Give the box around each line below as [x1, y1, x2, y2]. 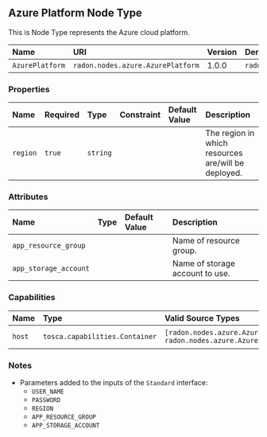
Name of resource [172, 235, 240, 246]
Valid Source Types [164, 312, 240, 323]
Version [207, 46, 238, 57]
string [87, 149, 113, 158]
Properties [8, 84, 50, 95]
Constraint [119, 109, 161, 120]
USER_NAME [31, 388, 65, 396]
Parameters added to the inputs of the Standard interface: [19, 378, 208, 387]
